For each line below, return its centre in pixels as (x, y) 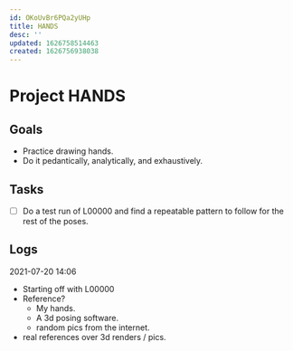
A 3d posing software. (77, 318)
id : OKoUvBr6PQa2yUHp (50, 18)
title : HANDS (34, 26)
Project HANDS (68, 96)
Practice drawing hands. (68, 151)
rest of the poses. (55, 221)
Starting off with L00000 (68, 289)
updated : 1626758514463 (54, 43)
